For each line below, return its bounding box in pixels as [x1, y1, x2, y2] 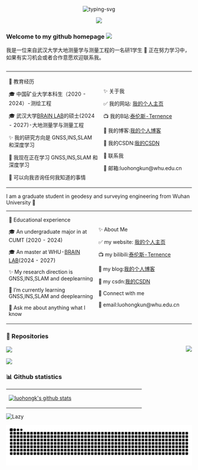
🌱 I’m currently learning [8, 286, 65, 293]
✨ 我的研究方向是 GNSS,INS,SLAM [8, 134, 93, 141]
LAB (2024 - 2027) [8, 257, 56, 264]
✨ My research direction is [8, 269, 73, 276]
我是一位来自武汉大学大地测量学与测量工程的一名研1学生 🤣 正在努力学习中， [6, 47, 190, 54]
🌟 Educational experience [8, 216, 71, 224]
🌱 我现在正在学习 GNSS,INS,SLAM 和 [8, 154, 98, 161]
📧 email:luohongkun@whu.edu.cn [98, 301, 180, 308]
